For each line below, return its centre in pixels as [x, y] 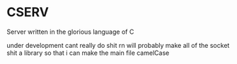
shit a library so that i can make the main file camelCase [88, 53]
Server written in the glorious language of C [70, 32]
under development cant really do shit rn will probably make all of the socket [118, 45]
